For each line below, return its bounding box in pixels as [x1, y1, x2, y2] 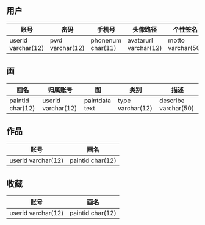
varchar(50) [159, 104, 194, 112]
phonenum [90, 36, 122, 45]
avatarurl [127, 36, 154, 45]
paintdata [84, 96, 112, 105]
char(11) [90, 43, 117, 52]
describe [159, 96, 185, 105]
